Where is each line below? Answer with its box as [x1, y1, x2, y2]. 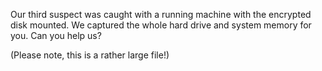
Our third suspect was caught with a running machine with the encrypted [10, 9, 312, 20]
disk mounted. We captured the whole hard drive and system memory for [10, 19, 312, 31]
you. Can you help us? [10, 30, 102, 41]
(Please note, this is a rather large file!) [10, 49, 170, 61]
